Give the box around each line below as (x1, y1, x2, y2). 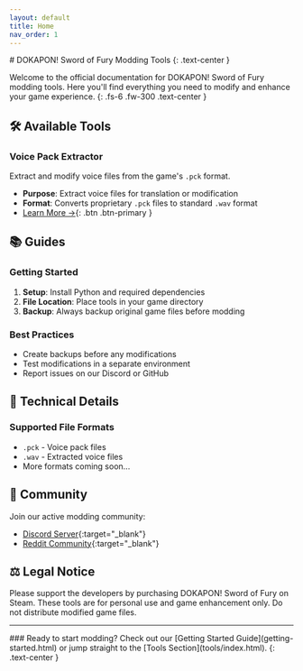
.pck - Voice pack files (22, 441, 106, 452)
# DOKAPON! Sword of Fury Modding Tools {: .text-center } (9, 55, 230, 66)
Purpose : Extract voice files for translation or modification (22, 188, 239, 199)
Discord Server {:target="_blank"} (22, 529, 147, 539)
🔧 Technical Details (9, 394, 120, 409)
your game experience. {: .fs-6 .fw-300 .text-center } (9, 91, 207, 102)
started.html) (9, 642, 58, 654)
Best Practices (9, 328, 75, 341)
